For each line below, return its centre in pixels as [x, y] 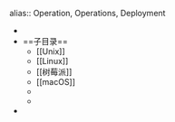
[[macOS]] [55, 82]
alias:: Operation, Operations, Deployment [87, 13]
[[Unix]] [50, 52]
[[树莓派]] [54, 72]
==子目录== [45, 41]
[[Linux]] [52, 61]
